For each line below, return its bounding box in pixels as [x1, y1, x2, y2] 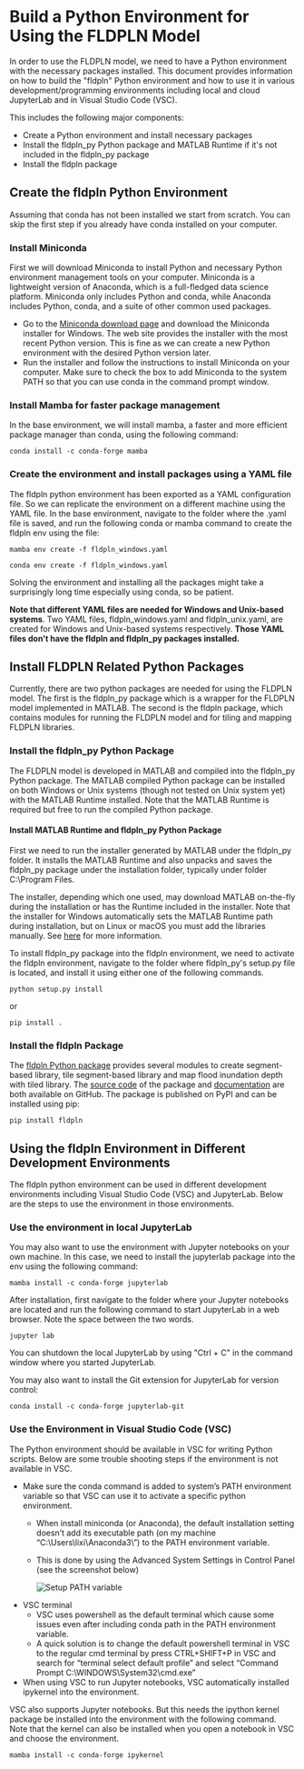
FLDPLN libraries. [9, 722, 75, 733]
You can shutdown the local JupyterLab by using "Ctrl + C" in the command [9, 1347, 293, 1358]
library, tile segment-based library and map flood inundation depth [34, 1070, 283, 1081]
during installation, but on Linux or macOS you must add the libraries [9, 920, 266, 931]
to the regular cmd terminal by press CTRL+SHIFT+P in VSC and [35, 1647, 277, 1658]
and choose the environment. [9, 1733, 120, 1744]
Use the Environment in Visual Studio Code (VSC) [9, 1423, 232, 1435]
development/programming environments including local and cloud [9, 85, 260, 95]
